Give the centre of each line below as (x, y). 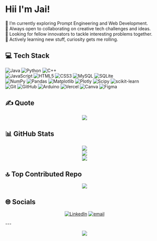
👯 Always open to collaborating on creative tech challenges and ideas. (78, 28)
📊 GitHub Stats (30, 134)
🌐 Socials (21, 202)
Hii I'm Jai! (28, 9)
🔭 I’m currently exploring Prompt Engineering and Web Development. (77, 23)
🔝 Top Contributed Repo (44, 174)
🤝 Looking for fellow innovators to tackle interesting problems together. (79, 34)
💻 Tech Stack (27, 56)
